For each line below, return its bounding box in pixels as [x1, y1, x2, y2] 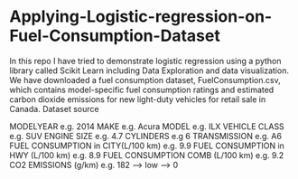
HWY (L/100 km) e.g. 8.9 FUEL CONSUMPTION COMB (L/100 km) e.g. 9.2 [9, 149, 284, 160]
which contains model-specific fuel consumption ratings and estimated [9, 84, 275, 95]
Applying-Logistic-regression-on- [9, 6, 273, 27]
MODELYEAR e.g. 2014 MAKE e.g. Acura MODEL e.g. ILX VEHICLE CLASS [9, 120, 284, 132]
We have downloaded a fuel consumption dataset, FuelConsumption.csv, [9, 74, 282, 85]
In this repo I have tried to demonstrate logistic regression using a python [9, 55, 282, 66]
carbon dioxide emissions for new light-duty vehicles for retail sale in [9, 93, 266, 105]
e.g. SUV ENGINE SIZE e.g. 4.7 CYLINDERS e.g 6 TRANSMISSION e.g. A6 [9, 130, 283, 141]
